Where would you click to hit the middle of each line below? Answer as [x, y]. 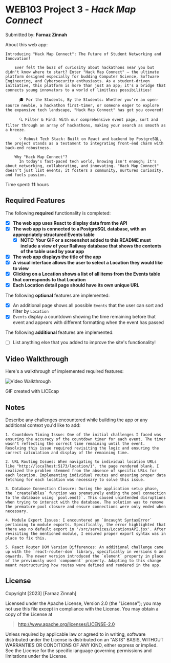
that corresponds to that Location [49, 280]
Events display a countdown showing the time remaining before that [84, 317]
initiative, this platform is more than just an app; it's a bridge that [86, 85]
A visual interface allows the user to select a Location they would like [88, 263]
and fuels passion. [26, 175]
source [12, 105]
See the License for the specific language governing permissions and [79, 650]
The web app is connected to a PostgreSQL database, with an [79, 229]
